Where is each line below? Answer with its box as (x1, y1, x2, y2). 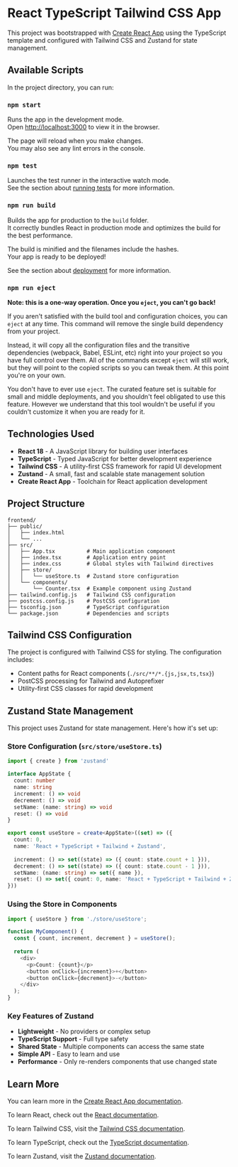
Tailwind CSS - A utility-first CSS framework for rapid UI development (17, 462, 222, 470)
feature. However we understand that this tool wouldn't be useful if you (7, 399, 215, 408)
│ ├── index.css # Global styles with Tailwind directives (7, 560, 214, 567)
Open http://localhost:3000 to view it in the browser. (7, 123, 160, 131)
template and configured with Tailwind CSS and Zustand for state (7, 36, 198, 44)
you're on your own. (7, 371, 66, 380)
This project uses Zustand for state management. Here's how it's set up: (7, 724, 218, 733)
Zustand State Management (7, 705, 133, 717)
